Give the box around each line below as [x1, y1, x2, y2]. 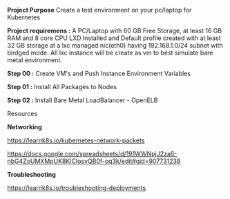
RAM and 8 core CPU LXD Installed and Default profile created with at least [7, 34, 221, 42]
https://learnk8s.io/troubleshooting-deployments [7, 184, 146, 192]
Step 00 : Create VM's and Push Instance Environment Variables [7, 69, 191, 77]
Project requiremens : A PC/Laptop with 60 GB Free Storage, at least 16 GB [7, 27, 222, 35]
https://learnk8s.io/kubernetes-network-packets [7, 136, 145, 144]
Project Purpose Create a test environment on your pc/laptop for [7, 6, 192, 14]
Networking [7, 123, 43, 131]
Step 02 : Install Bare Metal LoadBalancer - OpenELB [7, 96, 158, 104]
